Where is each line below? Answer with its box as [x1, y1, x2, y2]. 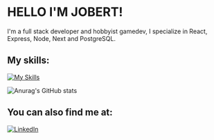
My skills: [7, 55, 50, 67]
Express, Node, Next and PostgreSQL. [7, 34, 116, 42]
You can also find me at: [7, 107, 113, 119]
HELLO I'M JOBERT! [7, 4, 123, 20]
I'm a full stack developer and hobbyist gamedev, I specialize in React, [7, 27, 208, 35]
